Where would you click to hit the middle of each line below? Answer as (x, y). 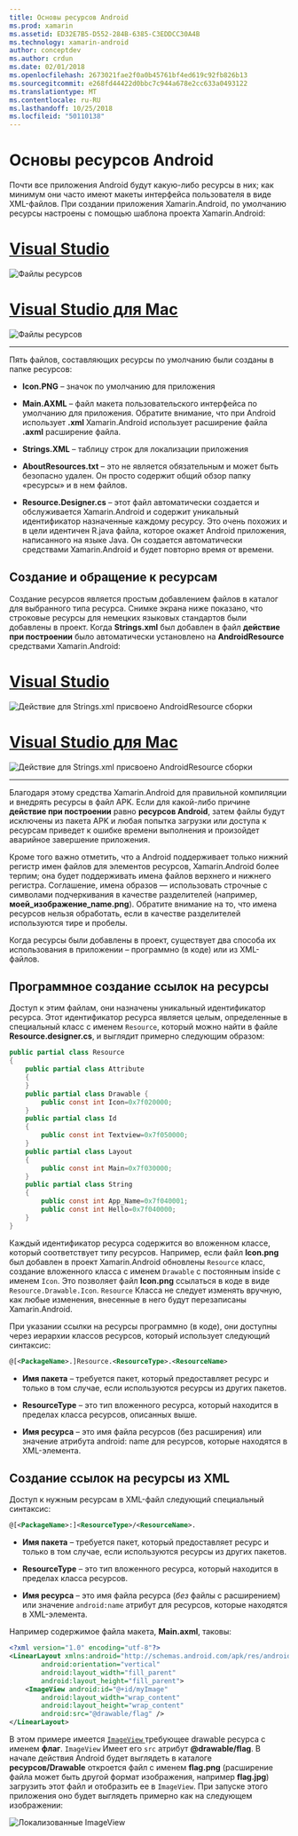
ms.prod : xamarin (41, 26)
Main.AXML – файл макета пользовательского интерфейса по (139, 403)
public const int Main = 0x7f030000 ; (107, 1168)
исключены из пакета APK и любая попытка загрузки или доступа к (138, 820)
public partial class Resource (67, 1053)
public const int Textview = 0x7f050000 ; (115, 1136)
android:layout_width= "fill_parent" (109, 1673)
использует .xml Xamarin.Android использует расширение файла (145, 422)
